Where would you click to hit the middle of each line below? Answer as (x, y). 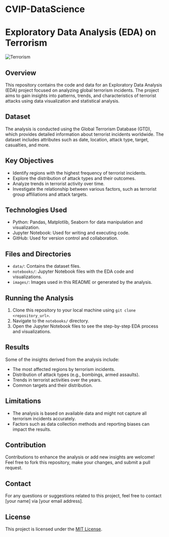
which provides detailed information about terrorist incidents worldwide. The (84, 134)
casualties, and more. (28, 145)
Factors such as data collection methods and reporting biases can (81, 424)
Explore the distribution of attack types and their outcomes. (74, 178)
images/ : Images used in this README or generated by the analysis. (82, 282)
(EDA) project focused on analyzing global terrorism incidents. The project (82, 90)
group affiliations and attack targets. (50, 194)
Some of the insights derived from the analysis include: (62, 359)
